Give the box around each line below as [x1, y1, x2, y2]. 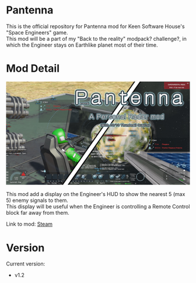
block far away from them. [6, 209, 69, 216]
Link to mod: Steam [6, 221, 53, 228]
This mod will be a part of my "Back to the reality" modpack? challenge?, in [6, 35, 187, 42]
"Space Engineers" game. [6, 29, 68, 36]
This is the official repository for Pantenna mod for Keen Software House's [6, 23, 185, 30]
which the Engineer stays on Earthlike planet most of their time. [6, 41, 159, 48]
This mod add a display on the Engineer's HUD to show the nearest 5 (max [6, 191, 185, 198]
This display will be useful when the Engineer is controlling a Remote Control [6, 203, 190, 210]
